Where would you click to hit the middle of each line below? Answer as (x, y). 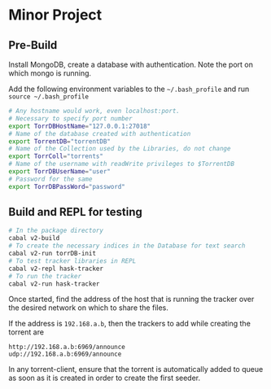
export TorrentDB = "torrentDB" (60, 141)
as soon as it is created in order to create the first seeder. (105, 378)
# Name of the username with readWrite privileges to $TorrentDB (121, 164)
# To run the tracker (45, 276)
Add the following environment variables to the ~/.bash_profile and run (129, 89)
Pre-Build (33, 45)
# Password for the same (50, 179)
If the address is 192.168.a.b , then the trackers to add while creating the (129, 324)
